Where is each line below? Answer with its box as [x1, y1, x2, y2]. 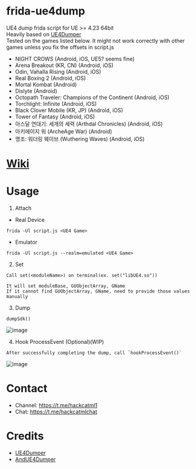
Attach [14, 204, 32, 212]
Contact [6, 382, 48, 395]
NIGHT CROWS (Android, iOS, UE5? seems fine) [14, 55, 135, 62]
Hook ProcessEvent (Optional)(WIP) [14, 338, 104, 346]
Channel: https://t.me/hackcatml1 [14, 402, 98, 409]
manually [6, 294, 28, 300]
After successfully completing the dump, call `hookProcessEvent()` [6, 350, 182, 356]
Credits [6, 429, 44, 443]
